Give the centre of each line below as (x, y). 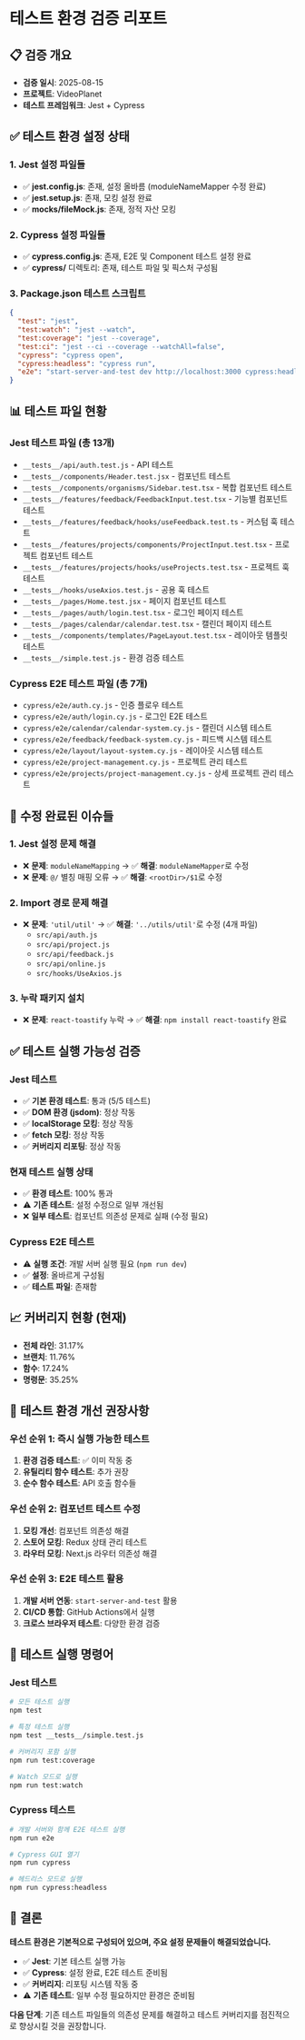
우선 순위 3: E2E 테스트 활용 (67, 1579)
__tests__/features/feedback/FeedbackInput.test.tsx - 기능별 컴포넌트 (155, 498)
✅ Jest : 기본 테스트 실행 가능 (74, 1961)
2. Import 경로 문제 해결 (59, 902)
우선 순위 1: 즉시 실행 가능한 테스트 (79, 1438)
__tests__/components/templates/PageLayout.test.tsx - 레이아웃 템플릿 (155, 635)
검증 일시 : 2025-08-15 (63, 82)
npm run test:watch (46, 1785)
